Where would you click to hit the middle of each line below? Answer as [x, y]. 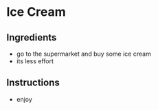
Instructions [33, 83]
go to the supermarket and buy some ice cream [84, 54]
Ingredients [32, 37]
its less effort [35, 61]
